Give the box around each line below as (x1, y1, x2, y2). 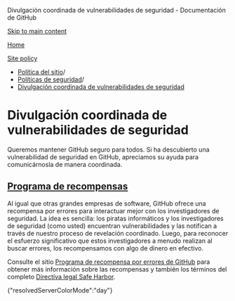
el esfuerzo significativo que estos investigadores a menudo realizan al (7, 236, 213, 245)
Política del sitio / (17, 68, 65, 76)
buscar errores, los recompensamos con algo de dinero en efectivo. (7, 243, 203, 252)
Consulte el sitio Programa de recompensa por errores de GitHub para (7, 257, 210, 266)
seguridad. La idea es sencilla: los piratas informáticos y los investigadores (7, 214, 224, 222)
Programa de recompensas (7, 180, 128, 192)
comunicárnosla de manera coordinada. (7, 160, 123, 168)
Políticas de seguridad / (17, 75, 85, 83)
